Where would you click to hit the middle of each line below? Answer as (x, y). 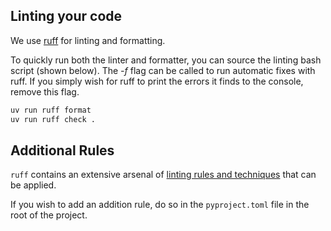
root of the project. (49, 215)
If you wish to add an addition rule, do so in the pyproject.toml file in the (160, 205)
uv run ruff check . (53, 119)
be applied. (33, 185)
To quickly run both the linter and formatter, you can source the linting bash (166, 60)
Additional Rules (62, 150)
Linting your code (66, 16)
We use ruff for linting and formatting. (88, 40)
